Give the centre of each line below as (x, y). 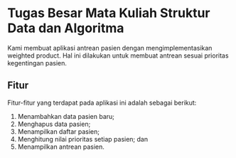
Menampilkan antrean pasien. (61, 147)
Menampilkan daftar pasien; (58, 131)
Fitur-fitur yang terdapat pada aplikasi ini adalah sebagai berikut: (102, 102)
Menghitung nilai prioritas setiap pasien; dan (82, 139)
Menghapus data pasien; (54, 124)
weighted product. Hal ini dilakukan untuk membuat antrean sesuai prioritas (118, 56)
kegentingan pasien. (37, 63)
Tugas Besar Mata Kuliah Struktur (109, 13)
